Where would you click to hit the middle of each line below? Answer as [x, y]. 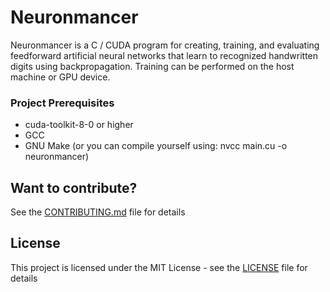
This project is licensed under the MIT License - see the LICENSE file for [159, 267]
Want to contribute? [74, 187]
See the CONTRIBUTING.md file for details [98, 212]
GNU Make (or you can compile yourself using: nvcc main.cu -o [156, 146]
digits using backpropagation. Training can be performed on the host [152, 66]
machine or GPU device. [60, 77]
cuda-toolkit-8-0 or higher [79, 125]
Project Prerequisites [62, 103]
